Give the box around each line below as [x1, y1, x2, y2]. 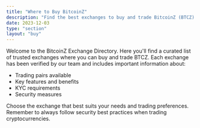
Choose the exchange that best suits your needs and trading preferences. [6, 102, 189, 109]
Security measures [14, 91, 62, 98]
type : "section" [6, 25, 47, 32]
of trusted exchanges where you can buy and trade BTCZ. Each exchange [6, 54, 189, 61]
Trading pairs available [14, 72, 71, 79]
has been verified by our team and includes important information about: [6, 60, 186, 68]
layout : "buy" [6, 31, 42, 37]
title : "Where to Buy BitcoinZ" [6, 8, 87, 15]
